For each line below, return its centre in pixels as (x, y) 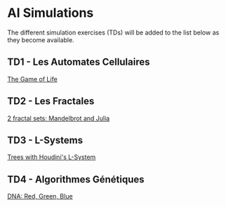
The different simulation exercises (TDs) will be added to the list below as (113, 32)
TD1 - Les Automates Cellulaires (79, 62)
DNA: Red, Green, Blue (40, 196)
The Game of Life (32, 79)
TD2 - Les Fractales (51, 101)
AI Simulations (51, 13)
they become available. (41, 39)
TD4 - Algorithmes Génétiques (76, 179)
